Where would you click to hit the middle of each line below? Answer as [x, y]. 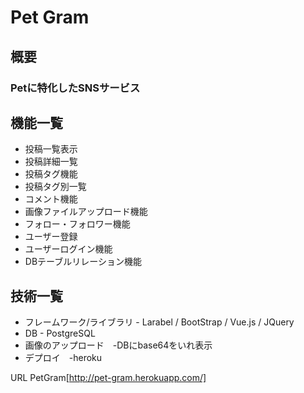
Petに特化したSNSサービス [75, 88]
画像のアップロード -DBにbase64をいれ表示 [118, 345]
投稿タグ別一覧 [55, 187]
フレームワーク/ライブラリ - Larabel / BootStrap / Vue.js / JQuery [159, 322]
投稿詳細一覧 [51, 162]
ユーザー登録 [51, 237]
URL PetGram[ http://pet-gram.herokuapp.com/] [108, 378]
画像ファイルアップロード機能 [86, 212]
